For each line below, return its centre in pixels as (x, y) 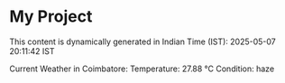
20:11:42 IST (32, 51)
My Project (51, 17)
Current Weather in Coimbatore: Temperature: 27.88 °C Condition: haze (142, 69)
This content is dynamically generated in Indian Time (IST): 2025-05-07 (143, 41)
